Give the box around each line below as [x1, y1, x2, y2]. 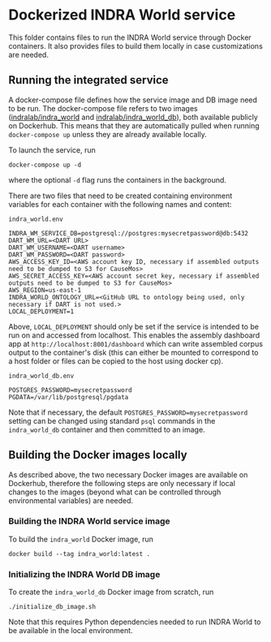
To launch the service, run [8, 144, 96, 155]
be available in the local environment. [8, 626, 133, 636]
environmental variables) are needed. [8, 495, 134, 505]
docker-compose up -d [8, 161, 82, 169]
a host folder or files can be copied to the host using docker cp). [8, 355, 224, 366]
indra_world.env [8, 215, 63, 223]
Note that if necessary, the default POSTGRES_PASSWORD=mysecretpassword [8, 407, 248, 417]
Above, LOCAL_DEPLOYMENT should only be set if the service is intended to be [8, 321, 260, 331]
